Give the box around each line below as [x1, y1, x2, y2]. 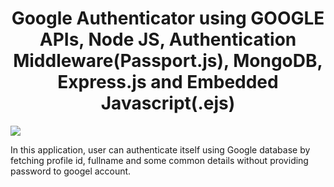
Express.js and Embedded [57, 71, 279, 94]
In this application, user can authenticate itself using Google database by [10, 143, 311, 156]
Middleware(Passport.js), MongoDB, [13, 50, 323, 72]
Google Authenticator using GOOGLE [11, 7, 325, 30]
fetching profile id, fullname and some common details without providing [10, 154, 309, 166]
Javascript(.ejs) [100, 92, 236, 115]
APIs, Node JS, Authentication [39, 28, 297, 51]
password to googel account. [10, 165, 132, 177]
